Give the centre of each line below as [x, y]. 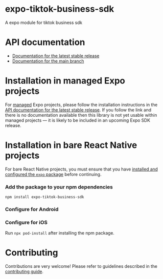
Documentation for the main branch [48, 61]
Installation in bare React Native [71, 145]
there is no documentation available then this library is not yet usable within [81, 115]
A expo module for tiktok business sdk [44, 22]
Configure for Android [32, 209]
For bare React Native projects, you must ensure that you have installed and [81, 169]
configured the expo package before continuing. [53, 174]
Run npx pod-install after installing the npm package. [60, 233]
